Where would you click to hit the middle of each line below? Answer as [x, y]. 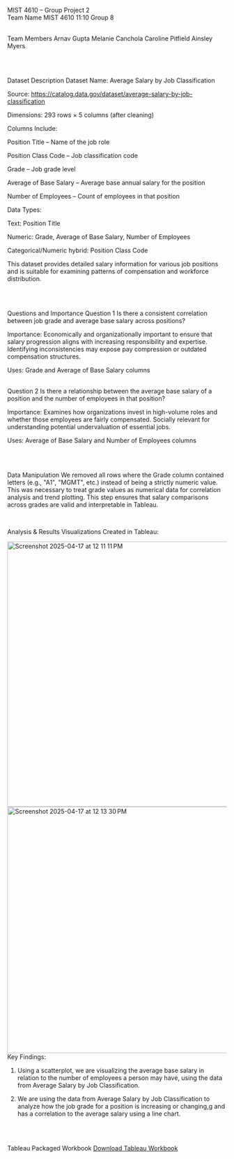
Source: [18, 94]
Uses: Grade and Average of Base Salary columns [79, 370]
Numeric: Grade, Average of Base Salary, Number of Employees [99, 237]
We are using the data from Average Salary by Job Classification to [114, 1099]
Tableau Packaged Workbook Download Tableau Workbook [93, 1148]
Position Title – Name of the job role [58, 142]
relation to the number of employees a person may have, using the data [120, 1078]
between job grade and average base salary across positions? [96, 321]
